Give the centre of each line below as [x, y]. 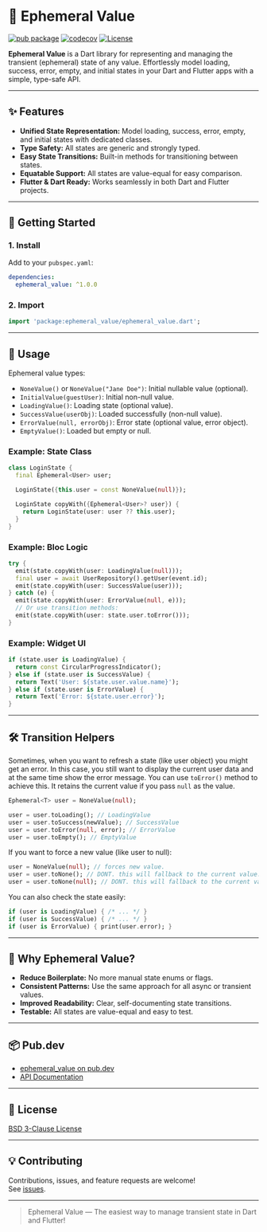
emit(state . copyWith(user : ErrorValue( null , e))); [101, 601]
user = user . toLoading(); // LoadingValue [79, 815]
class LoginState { [41, 468]
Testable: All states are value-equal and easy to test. [106, 1012]
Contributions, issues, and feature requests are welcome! [102, 1180]
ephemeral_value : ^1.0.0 [56, 285]
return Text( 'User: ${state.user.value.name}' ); [97, 682]
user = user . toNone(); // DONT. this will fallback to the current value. [135, 875]
